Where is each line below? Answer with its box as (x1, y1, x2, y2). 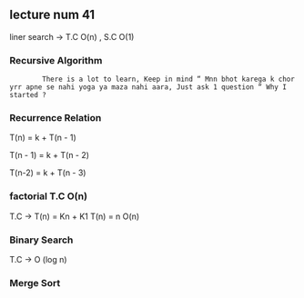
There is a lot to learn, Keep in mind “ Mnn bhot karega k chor (42, 74, 296, 84)
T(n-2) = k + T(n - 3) (9, 167, 86, 178)
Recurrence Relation (9, 112, 102, 124)
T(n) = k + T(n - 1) (9, 132, 77, 144)
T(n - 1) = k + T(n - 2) (9, 150, 89, 161)
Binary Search (9, 233, 74, 246)
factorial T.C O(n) (9, 190, 88, 203)
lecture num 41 (9, 7, 96, 23)
